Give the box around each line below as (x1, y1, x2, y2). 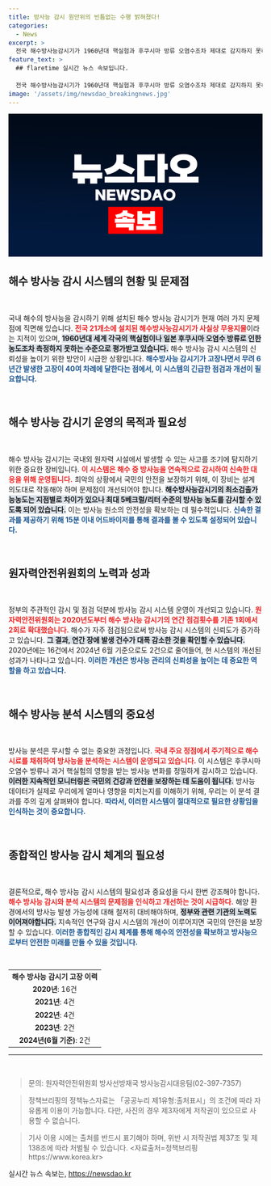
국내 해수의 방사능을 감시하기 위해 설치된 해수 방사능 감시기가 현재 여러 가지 (8, 313, 245, 323)
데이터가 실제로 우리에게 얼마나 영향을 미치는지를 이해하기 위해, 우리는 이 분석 (8, 787, 252, 796)
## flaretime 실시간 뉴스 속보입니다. (15, 65, 129, 73)
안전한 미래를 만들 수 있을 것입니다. (29, 938, 139, 948)
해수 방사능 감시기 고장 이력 (11, 971, 98, 981)
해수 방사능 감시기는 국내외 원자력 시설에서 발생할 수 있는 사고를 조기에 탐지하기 (8, 454, 258, 464)
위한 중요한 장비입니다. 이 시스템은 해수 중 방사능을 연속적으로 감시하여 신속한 (8, 464, 249, 474)
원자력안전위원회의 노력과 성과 (8, 567, 151, 580)
